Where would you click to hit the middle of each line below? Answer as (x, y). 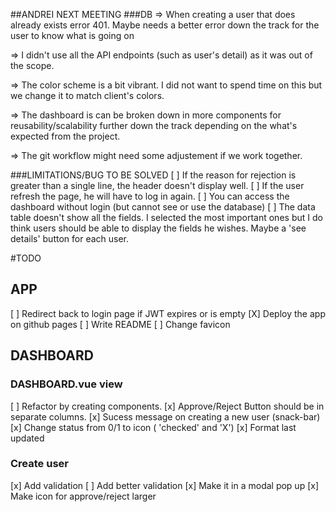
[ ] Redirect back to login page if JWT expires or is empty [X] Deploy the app (168, 313)
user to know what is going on (72, 35)
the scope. (32, 65)
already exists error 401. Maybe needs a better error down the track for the (165, 25)
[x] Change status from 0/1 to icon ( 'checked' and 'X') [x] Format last (153, 427)
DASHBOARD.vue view (66, 384)
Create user (39, 464)
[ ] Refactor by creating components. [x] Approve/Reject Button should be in (167, 406)
